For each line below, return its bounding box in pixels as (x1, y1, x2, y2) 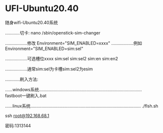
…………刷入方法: (5, 76, 38, 82)
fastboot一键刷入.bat (5, 93, 47, 99)
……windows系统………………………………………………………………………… (5, 86, 142, 92)
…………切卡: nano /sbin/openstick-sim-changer (5, 30, 101, 35)
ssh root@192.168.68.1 (5, 113, 50, 118)
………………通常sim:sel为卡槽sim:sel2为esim (5, 66, 93, 72)
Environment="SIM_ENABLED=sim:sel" (5, 46, 84, 51)
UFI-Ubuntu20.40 (5, 3, 79, 14)
